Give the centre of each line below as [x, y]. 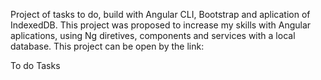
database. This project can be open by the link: [107, 46]
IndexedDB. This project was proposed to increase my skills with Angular [161, 25]
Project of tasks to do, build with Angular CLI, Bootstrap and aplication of [160, 14]
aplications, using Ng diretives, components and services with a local [153, 35]
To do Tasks [35, 65]
